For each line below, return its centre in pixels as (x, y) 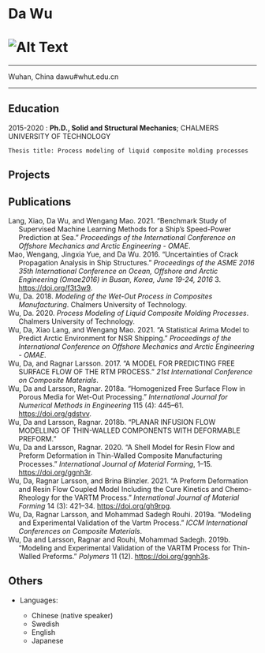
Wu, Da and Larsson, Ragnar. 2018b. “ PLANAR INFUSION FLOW (112, 422)
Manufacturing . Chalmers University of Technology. (103, 304)
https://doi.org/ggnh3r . (56, 472)
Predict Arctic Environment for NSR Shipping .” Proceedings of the (125, 338)
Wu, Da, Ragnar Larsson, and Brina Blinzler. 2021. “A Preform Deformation (128, 480)
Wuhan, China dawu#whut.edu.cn (63, 77)
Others (26, 581)
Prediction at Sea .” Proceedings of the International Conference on (127, 237)
